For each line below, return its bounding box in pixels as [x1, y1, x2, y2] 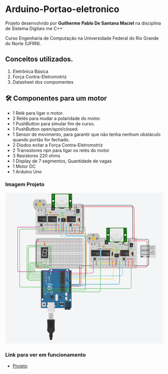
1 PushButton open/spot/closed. [12, 126, 79, 132]
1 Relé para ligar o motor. [12, 110, 64, 116]
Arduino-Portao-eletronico [5, 4, 119, 15]
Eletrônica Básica [12, 68, 49, 74]
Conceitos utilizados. [5, 55, 74, 64]
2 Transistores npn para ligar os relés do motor [12, 147, 110, 153]
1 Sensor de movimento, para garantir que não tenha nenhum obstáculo [12, 131, 161, 137]
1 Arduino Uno [12, 168, 42, 174]
